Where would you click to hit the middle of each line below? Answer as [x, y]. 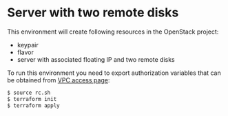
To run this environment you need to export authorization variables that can [114, 73]
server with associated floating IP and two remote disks [96, 59]
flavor [25, 52]
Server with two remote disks [93, 13]
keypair [28, 45]
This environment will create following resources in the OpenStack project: [113, 32]
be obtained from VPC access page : [59, 80]
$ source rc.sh [29, 93]
